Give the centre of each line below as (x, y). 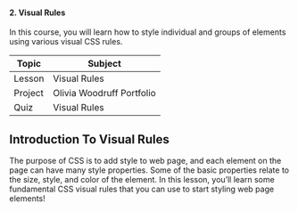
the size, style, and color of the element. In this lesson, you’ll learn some (142, 180)
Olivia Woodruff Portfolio (104, 93)
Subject (105, 64)
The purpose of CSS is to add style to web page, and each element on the (145, 161)
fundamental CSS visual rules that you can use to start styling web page (142, 189)
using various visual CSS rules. (66, 42)
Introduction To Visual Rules (89, 139)
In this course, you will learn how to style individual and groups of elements (148, 32)
